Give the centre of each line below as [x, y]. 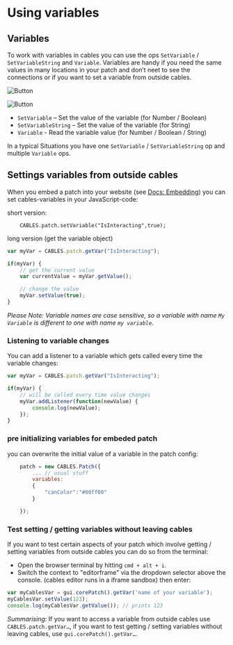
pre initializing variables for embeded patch [82, 439]
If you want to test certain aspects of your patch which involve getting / [110, 544]
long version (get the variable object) [60, 238]
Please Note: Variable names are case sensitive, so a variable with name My [116, 315]
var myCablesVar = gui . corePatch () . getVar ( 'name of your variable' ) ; [110, 593]
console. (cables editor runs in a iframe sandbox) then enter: [104, 580]
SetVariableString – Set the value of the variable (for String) [104, 125]
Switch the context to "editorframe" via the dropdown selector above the [121, 573]
